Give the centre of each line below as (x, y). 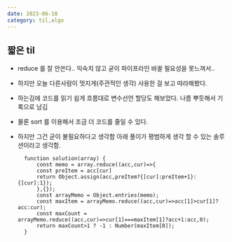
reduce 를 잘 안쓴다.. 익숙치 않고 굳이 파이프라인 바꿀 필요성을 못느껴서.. (116, 69)
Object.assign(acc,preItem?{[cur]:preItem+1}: (128, 177)
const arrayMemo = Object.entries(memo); (97, 195)
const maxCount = (62, 214)
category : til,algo (36, 20)
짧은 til (21, 50)
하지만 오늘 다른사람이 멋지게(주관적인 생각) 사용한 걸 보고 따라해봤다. (112, 83)
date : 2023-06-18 (33, 14)
